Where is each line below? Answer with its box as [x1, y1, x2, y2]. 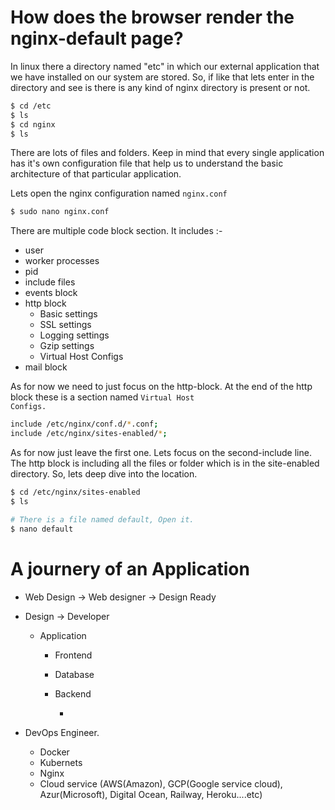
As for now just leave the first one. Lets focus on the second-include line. [10, 447, 312, 459]
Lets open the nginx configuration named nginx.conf [10, 187, 228, 200]
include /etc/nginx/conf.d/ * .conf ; [10, 419, 159, 430]
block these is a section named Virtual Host [10, 391, 195, 403]
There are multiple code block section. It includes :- [10, 225, 223, 237]
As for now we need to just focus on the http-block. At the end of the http [10, 381, 313, 393]
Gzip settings [39, 340, 95, 352]
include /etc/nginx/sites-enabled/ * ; [10, 429, 168, 439]
